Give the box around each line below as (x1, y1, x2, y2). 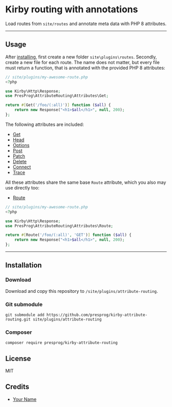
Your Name (12, 396, 37, 402)
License (5, 354, 31, 363)
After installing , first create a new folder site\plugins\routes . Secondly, (5, 54, 157, 60)
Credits (5, 382, 30, 391)
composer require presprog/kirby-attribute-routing (5, 340, 118, 346)
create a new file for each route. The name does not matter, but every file (5, 59, 160, 65)
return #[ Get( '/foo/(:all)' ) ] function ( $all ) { (5, 102, 111, 108)
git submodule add (5, 312, 45, 317)
